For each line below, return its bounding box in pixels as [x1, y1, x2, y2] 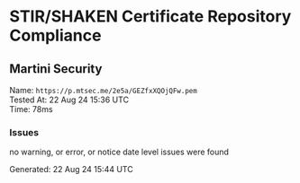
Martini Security [9, 61, 103, 76]
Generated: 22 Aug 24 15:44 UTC [9, 164, 133, 175]
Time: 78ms [9, 104, 53, 114]
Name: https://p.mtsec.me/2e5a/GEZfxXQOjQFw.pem [9, 85, 198, 95]
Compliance [9, 25, 102, 46]
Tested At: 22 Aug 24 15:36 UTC [9, 94, 129, 105]
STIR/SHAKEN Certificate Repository [9, 6, 292, 27]
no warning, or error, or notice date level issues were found [9, 146, 230, 158]
